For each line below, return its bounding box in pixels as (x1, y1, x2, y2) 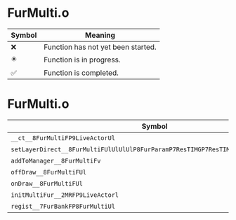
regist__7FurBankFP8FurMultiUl (11, 202, 116, 210)
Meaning (85, 30, 116, 40)
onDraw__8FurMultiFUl (11, 179, 83, 187)
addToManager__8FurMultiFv (11, 156, 101, 165)
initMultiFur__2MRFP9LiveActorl (11, 191, 119, 199)
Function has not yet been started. (43, 42, 157, 52)
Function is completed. (43, 68, 119, 78)
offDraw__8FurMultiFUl (11, 168, 86, 176)
